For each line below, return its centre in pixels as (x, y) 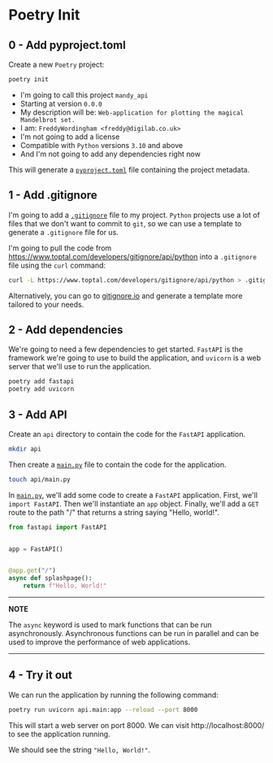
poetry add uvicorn (41, 389)
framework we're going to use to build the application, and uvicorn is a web (135, 358)
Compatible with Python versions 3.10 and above (102, 145)
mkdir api (25, 449)
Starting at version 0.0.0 (61, 103)
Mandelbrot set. (48, 120)
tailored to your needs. (46, 304)
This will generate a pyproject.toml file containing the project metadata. (129, 169)
